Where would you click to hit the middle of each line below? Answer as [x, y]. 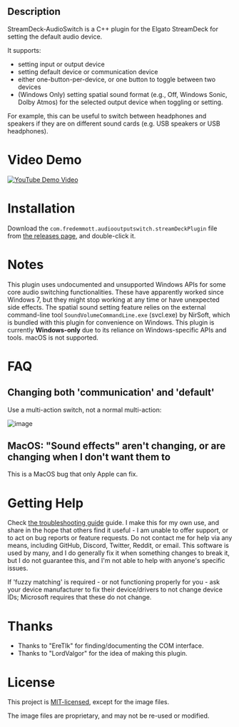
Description [34, 12]
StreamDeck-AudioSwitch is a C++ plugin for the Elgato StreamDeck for [113, 29]
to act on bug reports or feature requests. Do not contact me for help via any [120, 538]
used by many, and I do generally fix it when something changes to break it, [119, 553]
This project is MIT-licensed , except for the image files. [88, 702]
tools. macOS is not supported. [53, 337]
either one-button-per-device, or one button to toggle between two [117, 79]
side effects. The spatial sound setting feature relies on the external [107, 307]
